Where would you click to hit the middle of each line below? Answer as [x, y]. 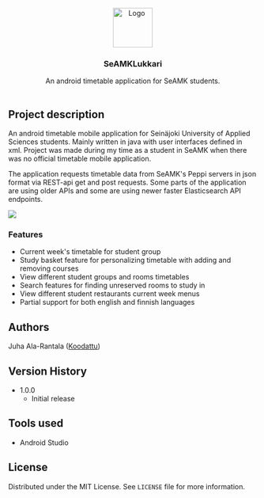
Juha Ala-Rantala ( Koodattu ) [55, 346]
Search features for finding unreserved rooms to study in [112, 285]
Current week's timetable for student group [90, 252]
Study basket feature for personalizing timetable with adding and [125, 260]
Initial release [53, 399]
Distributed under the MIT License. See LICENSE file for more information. [126, 486]
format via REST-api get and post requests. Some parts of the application [127, 182]
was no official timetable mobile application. [80, 159]
